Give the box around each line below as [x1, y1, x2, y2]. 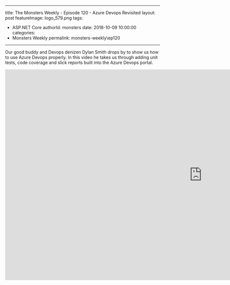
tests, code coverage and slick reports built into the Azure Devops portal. [5, 60, 153, 65]
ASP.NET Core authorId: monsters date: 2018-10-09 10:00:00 [12, 25, 137, 30]
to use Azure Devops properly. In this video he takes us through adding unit [5, 55, 158, 60]
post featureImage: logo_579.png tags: [5, 15, 84, 21]
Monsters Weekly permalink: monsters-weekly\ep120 [12, 35, 120, 41]
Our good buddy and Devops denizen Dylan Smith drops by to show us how [5, 49, 159, 55]
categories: [12, 30, 35, 35]
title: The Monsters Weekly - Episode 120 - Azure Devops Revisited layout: [5, 10, 156, 15]
